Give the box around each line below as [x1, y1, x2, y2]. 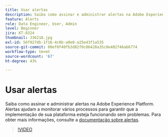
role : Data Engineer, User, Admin [5, 21, 77, 26]
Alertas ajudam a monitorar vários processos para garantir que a [5, 106, 138, 112]
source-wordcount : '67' [5, 53, 55, 59]
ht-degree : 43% [5, 58, 37, 63]
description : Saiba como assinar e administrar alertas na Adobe [5, 12, 144, 17]
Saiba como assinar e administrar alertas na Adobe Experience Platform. [5, 101, 154, 107]
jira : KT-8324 [5, 30, 35, 35]
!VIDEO [17, 126, 32, 132]
